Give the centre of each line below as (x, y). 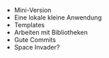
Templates (29, 25)
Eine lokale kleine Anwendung (58, 17)
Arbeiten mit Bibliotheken (51, 32)
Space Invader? (37, 47)
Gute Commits (35, 40)
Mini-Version (33, 10)
